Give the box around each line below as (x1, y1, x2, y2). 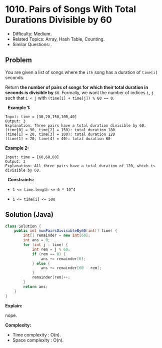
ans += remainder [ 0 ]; (40, 256, 86, 261)
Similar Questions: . (12, 41, 52, 47)
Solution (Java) (5, 210, 54, 219)
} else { (31, 261, 50, 266)
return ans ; (23, 284, 48, 289)
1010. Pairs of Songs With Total (5, 4, 136, 15)
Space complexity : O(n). (12, 337, 64, 343)
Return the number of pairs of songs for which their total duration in (5, 84, 148, 90)
